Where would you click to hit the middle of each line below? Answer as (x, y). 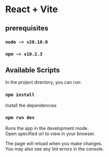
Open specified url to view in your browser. (50, 134)
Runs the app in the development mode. (47, 128)
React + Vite (32, 9)
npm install (20, 95)
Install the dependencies (31, 105)
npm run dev (20, 118)
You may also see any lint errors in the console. (55, 149)
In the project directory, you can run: (43, 82)
